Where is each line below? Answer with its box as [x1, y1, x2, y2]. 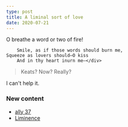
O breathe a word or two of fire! [6, 36, 84, 43]
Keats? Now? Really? [20, 68, 72, 75]
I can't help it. [6, 80, 40, 87]
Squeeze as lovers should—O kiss [6, 53, 89, 59]
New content [6, 94, 44, 103]
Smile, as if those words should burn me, [17, 47, 123, 53]
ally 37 [14, 108, 31, 115]
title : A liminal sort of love [6, 14, 84, 20]
